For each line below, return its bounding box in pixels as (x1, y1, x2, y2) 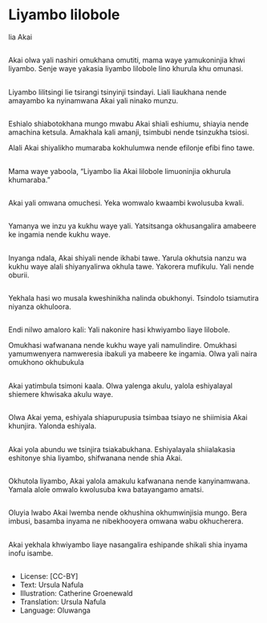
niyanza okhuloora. (8, 302, 72, 312)
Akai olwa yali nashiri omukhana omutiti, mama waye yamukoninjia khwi (8, 55, 245, 65)
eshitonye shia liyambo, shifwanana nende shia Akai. (8, 453, 183, 463)
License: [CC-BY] (19, 572, 79, 581)
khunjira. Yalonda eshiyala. (8, 421, 97, 431)
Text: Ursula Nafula (19, 580, 84, 590)
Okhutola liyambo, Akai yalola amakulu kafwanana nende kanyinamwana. (8, 476, 250, 486)
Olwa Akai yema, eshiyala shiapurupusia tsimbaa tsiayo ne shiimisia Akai (8, 413, 248, 423)
